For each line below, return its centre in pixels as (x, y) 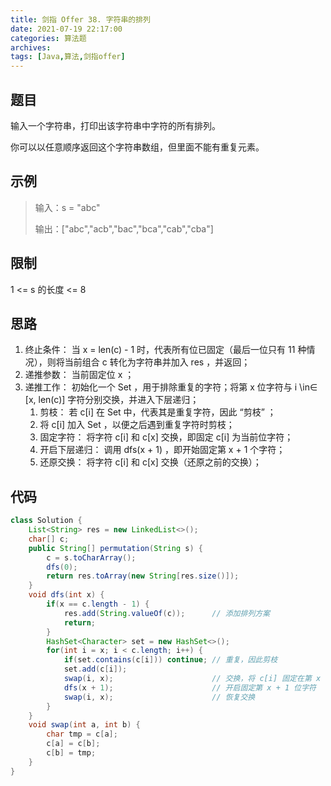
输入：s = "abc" (67, 207)
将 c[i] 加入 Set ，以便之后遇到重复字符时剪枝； (137, 425)
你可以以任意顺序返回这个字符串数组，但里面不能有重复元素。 (137, 147)
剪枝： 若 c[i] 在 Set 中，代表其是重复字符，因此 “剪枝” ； (158, 412)
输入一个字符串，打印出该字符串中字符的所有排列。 (115, 125)
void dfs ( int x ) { (66, 595)
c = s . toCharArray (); (91, 557)
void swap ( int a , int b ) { (84, 725)
